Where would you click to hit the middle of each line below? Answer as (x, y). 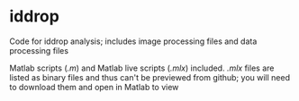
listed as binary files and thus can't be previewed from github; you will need (150, 77)
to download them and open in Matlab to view (94, 87)
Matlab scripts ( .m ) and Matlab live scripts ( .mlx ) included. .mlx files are (142, 68)
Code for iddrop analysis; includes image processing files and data (133, 41)
